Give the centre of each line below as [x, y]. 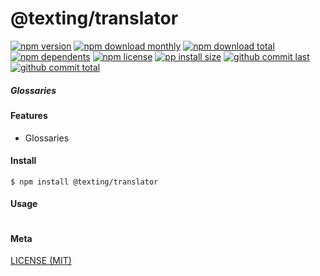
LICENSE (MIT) [41, 261]
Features [29, 115]
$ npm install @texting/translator [84, 182]
